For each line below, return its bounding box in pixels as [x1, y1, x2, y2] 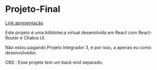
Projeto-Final [5, 3, 60, 15]
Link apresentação [5, 20, 43, 26]
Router [5, 35, 19, 41]
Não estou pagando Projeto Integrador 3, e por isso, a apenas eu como [5, 44, 151, 50]
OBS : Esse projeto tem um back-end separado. [5, 59, 103, 65]
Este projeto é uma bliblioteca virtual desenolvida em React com [5, 29, 137, 35]
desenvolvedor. [5, 50, 37, 56]
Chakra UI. [23, 35, 46, 41]
